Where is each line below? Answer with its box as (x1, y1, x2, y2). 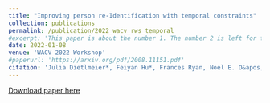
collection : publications (8, 19, 95, 27)
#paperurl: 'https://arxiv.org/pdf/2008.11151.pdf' (8, 57, 185, 65)
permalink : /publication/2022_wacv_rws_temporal (8, 26, 174, 34)
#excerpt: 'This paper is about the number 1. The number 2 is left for (8, 34, 257, 42)
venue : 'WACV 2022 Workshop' (8, 49, 106, 57)
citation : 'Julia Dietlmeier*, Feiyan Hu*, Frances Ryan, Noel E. (8, 64, 235, 72)
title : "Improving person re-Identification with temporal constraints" (8, 11, 257, 20)
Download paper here (8, 85, 80, 95)
